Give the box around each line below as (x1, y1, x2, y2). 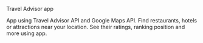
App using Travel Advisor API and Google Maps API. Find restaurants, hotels (6, 17, 198, 24)
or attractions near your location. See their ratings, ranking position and (6, 24, 185, 30)
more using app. (6, 30, 47, 37)
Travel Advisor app (6, 5, 53, 12)
